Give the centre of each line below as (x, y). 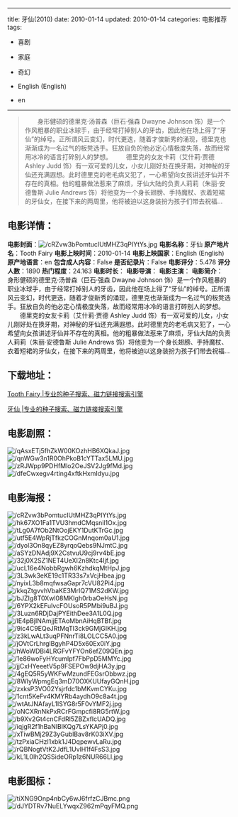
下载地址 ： (31, 375)
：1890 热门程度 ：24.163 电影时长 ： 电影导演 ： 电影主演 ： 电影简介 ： (121, 271)
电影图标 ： (31, 781)
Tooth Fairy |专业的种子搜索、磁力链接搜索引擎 (75, 394)
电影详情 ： (31, 226)
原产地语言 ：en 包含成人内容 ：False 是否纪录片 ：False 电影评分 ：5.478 (112, 262)
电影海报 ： (31, 498)
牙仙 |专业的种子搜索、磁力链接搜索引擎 (65, 408)
